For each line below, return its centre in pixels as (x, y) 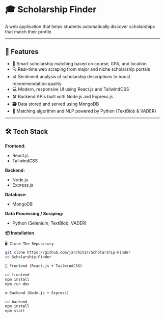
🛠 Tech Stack (27, 131)
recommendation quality (37, 84)
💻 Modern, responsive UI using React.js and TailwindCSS (70, 89)
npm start (15, 311)
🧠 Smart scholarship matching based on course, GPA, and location (79, 63)
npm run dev (17, 284)
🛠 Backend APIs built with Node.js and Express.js (62, 96)
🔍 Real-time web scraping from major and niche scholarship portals (81, 69)
